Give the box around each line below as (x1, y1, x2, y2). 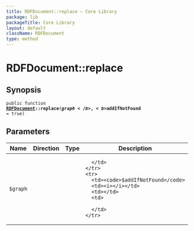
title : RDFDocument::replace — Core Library (6, 8, 117, 15)
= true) (6, 111, 25, 117)
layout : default (6, 25, 46, 31)
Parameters (6, 127, 50, 137)
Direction (33, 144, 60, 152)
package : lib (6, 14, 38, 20)
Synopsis (6, 85, 41, 95)
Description (118, 144, 152, 152)
